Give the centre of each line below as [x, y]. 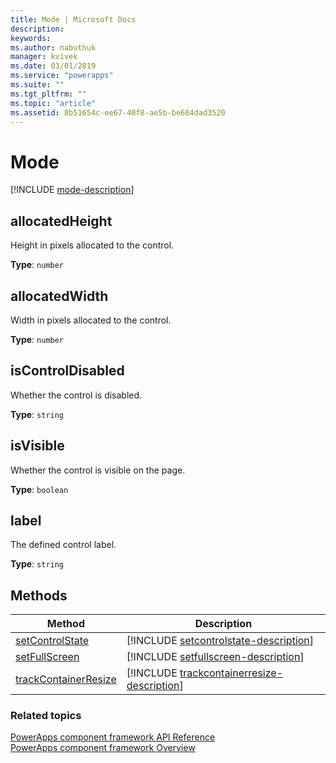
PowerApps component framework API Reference [113, 737]
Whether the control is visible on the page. [98, 470]
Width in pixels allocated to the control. [91, 320]
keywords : [31, 38]
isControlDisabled [67, 371]
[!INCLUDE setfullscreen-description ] [215, 657]
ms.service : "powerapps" [62, 76]
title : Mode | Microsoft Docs [73, 19]
